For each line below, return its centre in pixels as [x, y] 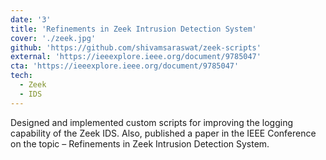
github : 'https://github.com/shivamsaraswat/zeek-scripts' [136, 47]
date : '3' [31, 19]
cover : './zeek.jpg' [53, 38]
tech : [21, 76]
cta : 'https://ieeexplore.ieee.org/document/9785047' [125, 66]
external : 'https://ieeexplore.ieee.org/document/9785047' [136, 57]
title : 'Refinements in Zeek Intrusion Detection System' [133, 29]
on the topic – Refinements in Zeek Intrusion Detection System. [140, 143]
